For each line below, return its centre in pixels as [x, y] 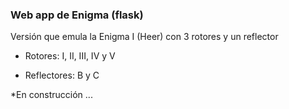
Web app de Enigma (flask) [77, 15]
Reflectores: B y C [62, 75]
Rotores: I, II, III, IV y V [70, 56]
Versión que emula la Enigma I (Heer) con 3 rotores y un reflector [144, 37]
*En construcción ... [51, 95]
